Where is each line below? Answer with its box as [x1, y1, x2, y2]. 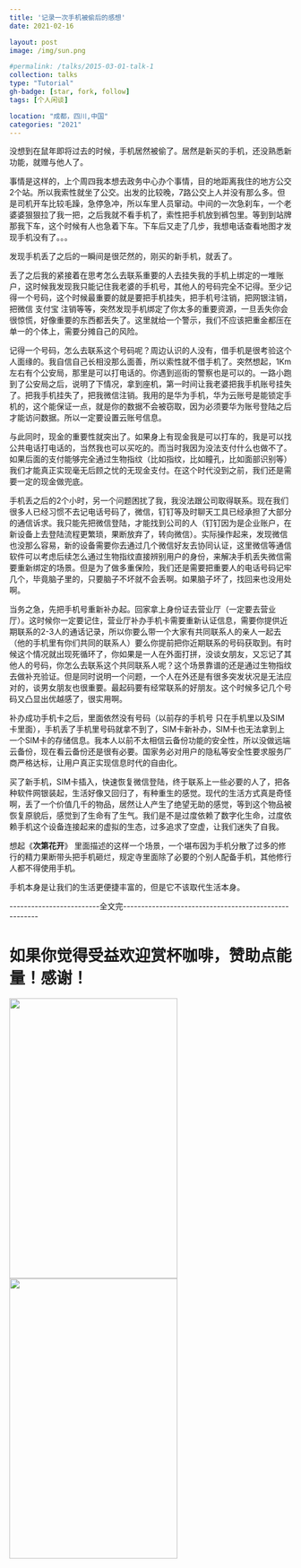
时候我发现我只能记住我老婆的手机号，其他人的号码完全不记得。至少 [32, 282, 284, 292]
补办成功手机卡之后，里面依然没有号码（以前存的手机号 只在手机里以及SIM [9, 713, 285, 723]
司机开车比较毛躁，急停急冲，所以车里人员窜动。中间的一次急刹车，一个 [16, 198, 284, 209]
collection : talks [9, 71, 78, 80]
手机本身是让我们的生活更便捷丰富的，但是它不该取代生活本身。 [9, 882, 245, 893]
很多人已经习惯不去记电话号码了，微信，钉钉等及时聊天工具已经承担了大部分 [9, 507, 292, 517]
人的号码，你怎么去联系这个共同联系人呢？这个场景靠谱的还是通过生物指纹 [16, 660, 292, 671]
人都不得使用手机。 [9, 862, 81, 874]
